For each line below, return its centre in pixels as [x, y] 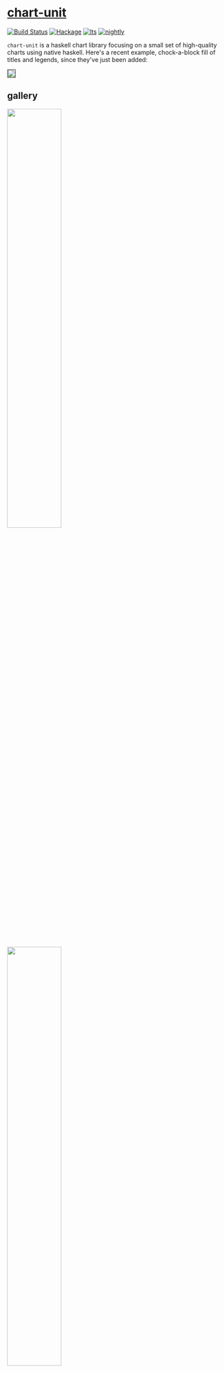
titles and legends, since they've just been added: [77, 59]
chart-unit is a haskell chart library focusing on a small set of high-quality [112, 45]
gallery [22, 96]
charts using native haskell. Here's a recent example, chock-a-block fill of [111, 52]
